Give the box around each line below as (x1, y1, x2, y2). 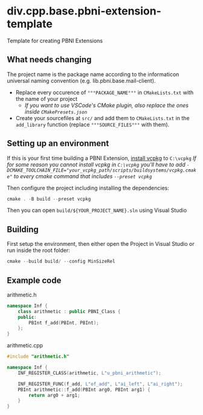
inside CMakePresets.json (24, 108, 88, 115)
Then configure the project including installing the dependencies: (7, 184, 170, 191)
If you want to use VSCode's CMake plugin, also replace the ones (24, 101, 189, 109)
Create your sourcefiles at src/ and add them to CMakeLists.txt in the (15, 114, 190, 121)
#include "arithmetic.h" (7, 353, 69, 360)
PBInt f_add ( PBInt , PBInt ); (28, 320, 99, 326)
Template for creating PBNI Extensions (7, 37, 103, 44)
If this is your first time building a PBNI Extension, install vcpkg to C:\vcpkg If (7, 154, 197, 161)
